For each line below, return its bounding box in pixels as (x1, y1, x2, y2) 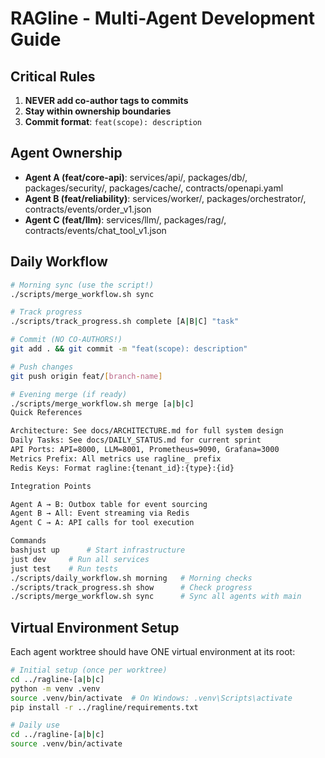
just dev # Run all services (10, 554, 150, 564)
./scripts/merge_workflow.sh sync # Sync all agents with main (10, 592, 302, 602)
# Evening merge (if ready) (10, 389, 128, 399)
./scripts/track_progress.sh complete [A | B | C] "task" (10, 317, 240, 327)
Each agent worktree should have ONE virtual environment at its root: (10, 646, 296, 658)
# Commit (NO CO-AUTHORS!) (10, 335, 123, 345)
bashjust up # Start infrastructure (10, 545, 186, 555)
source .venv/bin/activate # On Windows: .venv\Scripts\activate (10, 693, 293, 703)
